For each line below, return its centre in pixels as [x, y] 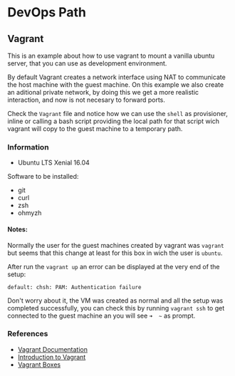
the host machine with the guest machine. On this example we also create [116, 85]
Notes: [18, 229]
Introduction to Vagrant [52, 357]
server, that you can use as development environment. [87, 63]
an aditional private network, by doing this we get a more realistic [103, 92]
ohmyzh [30, 213]
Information [28, 147]
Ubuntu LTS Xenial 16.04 [54, 163]
